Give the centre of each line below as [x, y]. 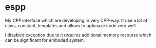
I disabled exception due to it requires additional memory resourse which [78, 35]
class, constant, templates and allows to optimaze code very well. [71, 25]
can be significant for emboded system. [45, 40]
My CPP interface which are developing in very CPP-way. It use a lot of [76, 20]
